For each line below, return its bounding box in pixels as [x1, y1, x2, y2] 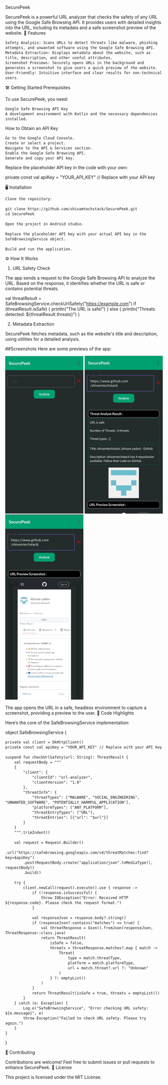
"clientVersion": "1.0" [31, 780, 81, 785]
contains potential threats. [5, 286, 59, 292]
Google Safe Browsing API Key [5, 106, 68, 111]
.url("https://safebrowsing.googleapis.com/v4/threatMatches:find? [5, 850, 149, 855]
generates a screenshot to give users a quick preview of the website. [5, 65, 157, 70]
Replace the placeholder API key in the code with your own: [5, 165, 128, 170]
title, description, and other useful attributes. [5, 55, 113, 60]
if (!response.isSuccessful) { [31, 890, 97, 895]
